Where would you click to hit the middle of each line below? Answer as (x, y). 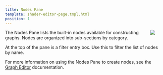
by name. (15, 52)
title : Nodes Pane (24, 10)
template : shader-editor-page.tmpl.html (48, 14)
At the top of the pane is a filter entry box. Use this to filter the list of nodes (81, 48)
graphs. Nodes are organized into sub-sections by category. (67, 38)
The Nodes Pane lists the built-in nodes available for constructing (72, 33)
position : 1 (17, 19)
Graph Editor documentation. (35, 67)
